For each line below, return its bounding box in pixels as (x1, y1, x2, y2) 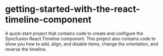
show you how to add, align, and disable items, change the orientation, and (5, 41, 159, 47)
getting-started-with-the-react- (5, 3, 140, 15)
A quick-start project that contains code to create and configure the (5, 30, 144, 36)
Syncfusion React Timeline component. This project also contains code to (5, 36, 156, 42)
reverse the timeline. (5, 46, 47, 52)
